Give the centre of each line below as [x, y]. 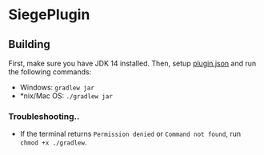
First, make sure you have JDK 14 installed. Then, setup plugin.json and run [132, 63]
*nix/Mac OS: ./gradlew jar [66, 96]
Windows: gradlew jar [57, 87]
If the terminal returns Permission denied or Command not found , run [130, 134]
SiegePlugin [49, 15]
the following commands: [50, 72]
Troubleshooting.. [44, 116]
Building [29, 44]
